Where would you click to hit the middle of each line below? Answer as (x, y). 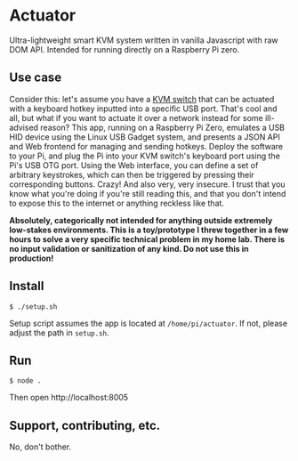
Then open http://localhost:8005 (69, 398)
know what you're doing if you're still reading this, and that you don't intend (148, 193)
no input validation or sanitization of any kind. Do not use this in (129, 248)
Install (27, 286)
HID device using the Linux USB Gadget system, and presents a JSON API (145, 137)
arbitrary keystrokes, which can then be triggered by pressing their (132, 174)
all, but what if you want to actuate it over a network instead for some (137, 117)
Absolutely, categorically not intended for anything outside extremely (141, 220)
